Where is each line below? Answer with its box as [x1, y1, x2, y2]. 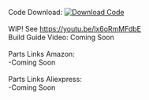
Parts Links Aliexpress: [8, 75, 83, 83]
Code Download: [8, 8, 63, 17]
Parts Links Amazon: [8, 50, 75, 58]
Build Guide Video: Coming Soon [8, 32, 114, 42]
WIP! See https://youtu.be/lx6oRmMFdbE [8, 24, 142, 33]
